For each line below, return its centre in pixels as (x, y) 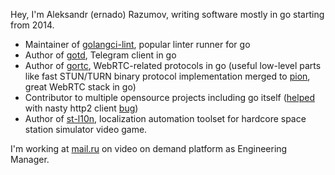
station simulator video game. (86, 129)
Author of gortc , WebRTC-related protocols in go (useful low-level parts (173, 65)
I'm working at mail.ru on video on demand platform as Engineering (149, 148)
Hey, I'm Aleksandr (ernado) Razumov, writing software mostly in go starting (167, 14)
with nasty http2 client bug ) (81, 108)
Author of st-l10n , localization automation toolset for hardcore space (165, 118)
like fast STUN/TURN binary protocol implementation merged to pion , (167, 76)
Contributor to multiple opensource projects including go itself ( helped (169, 97)
